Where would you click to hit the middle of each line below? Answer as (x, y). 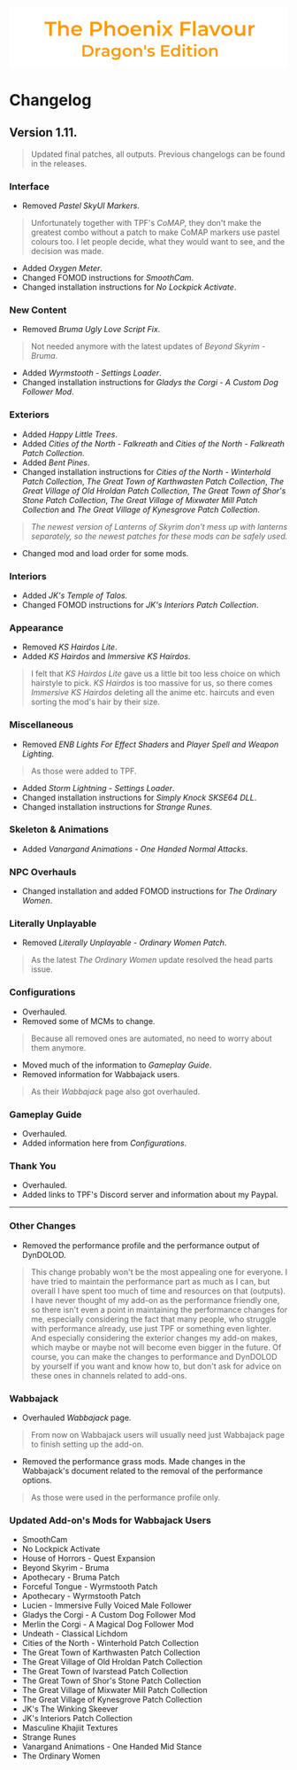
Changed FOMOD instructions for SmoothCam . (108, 278)
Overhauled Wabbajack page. (76, 1417)
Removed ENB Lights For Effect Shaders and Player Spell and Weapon (150, 744)
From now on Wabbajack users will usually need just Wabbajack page (158, 1434)
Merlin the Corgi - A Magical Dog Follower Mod (108, 1625)
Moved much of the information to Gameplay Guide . (117, 1065)
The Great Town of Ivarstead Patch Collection (105, 1672)
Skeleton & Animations (59, 829)
